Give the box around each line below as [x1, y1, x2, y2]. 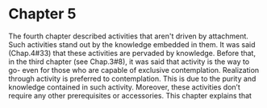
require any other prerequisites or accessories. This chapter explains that [8, 90, 252, 100]
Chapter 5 [8, 5, 77, 23]
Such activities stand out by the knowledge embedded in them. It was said [8, 39, 256, 49]
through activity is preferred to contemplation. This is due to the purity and [8, 74, 257, 83]
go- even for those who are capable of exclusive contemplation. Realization [8, 65, 260, 74]
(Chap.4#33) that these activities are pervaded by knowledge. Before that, [8, 48, 257, 58]
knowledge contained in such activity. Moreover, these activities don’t [8, 82, 240, 92]
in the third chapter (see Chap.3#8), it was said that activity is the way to [8, 57, 250, 66]
